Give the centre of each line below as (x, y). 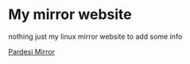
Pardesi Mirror (32, 51)
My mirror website (70, 15)
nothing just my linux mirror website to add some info (95, 36)
